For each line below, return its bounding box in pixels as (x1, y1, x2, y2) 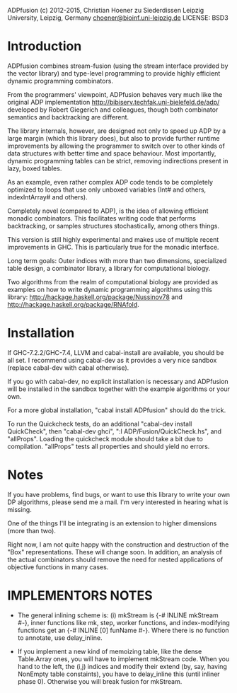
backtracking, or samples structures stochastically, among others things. (7, 221, 219, 230)
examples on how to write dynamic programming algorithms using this (7, 285, 212, 293)
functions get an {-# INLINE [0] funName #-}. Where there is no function (17, 626, 229, 634)
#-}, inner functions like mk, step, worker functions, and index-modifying (17, 618, 230, 627)
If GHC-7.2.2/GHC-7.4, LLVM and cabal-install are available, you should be (7, 348, 224, 356)
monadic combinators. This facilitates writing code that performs (7, 214, 197, 222)
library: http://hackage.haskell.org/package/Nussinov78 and (7, 293, 183, 301)
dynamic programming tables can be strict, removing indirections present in (7, 156, 229, 165)
